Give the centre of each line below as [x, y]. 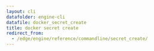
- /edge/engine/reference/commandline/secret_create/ [80, 39]
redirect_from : [25, 33]
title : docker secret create [42, 28]
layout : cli [21, 11]
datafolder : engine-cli [36, 17]
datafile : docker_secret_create [46, 22]
